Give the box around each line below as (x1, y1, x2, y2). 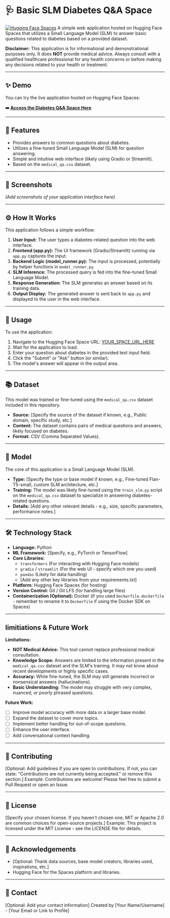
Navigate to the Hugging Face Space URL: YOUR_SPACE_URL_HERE (12, 339, 155, 345)
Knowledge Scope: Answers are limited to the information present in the (12, 657, 164, 663)
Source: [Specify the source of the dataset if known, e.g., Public (12, 412, 147, 418)
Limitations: (5, 637, 31, 643)
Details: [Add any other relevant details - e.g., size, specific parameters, (12, 503, 163, 509)
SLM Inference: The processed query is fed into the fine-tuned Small (12, 269, 157, 275)
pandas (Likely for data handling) (20, 571, 88, 577)
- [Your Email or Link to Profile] (5, 907, 70, 913)
